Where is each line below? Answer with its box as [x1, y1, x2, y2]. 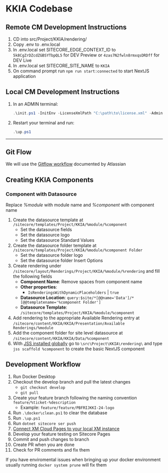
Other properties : [20, 284, 57, 290]
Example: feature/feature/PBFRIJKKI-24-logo [20, 404, 115, 410]
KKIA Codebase [5, 3, 73, 14]
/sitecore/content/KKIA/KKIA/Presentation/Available [12, 321, 125, 326]
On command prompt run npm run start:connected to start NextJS [12, 68, 150, 74]
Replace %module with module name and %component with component [5, 202, 155, 208]
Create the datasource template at [12, 217, 84, 223]
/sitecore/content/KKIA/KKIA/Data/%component [12, 336, 109, 341]
